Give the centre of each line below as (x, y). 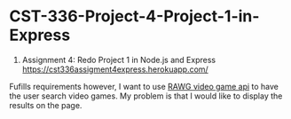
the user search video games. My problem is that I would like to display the (146, 96)
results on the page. (46, 105)
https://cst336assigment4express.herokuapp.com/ (115, 69)
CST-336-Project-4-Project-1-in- (134, 16)
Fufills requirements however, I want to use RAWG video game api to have (144, 86)
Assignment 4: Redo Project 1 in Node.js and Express (118, 59)
